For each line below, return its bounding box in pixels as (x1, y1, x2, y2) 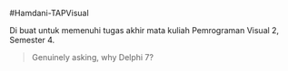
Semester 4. (9, 35, 55, 45)
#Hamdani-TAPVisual (9, 8, 89, 18)
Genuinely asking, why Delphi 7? (31, 52, 154, 62)
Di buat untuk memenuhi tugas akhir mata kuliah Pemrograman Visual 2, (9, 25, 280, 35)
